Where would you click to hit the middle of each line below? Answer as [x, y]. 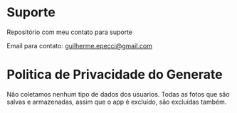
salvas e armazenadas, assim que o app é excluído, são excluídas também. [117, 102]
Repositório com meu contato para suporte [70, 32]
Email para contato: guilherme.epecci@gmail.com [79, 45]
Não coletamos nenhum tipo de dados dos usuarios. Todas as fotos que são [118, 94]
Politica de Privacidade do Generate [115, 75]
